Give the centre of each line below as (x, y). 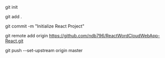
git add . (14, 16)
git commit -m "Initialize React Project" (45, 26)
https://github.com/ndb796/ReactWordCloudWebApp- (104, 36)
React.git (14, 41)
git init (12, 7)
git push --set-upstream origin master (44, 50)
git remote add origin (27, 36)
